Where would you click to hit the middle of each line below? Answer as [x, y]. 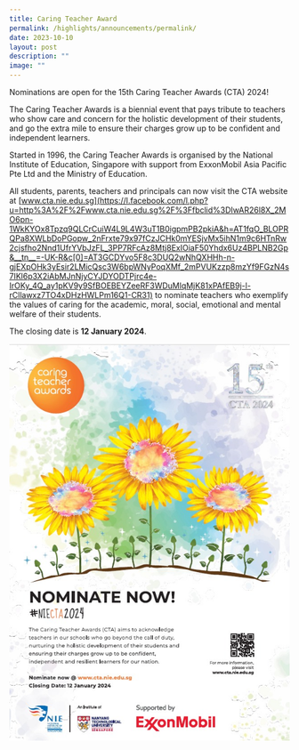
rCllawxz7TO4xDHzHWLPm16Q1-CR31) [81, 295]
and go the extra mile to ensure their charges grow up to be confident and [145, 128]
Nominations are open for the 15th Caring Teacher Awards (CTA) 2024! [139, 92]
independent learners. [50, 137]
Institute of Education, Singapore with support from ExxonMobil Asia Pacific [148, 164]
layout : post [33, 47]
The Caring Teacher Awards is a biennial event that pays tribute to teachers [148, 109]
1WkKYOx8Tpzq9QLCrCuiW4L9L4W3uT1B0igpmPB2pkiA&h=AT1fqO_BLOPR [149, 229]
